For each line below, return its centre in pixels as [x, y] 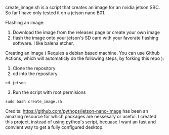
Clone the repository [34, 68]
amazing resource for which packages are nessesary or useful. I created [81, 116]
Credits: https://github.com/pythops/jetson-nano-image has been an [77, 111]
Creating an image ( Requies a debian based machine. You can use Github [83, 53]
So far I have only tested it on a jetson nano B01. [55, 13]
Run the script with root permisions [49, 92]
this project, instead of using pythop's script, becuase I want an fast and [80, 122]
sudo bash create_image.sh [34, 102]
